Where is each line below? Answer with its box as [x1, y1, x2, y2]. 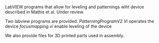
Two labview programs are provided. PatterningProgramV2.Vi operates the [5, 19, 154, 24]
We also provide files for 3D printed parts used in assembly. [5, 33, 125, 38]
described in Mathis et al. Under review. [5, 9, 84, 15]
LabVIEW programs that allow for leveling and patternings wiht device [5, 4, 144, 10]
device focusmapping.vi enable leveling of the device [5, 23, 112, 29]
